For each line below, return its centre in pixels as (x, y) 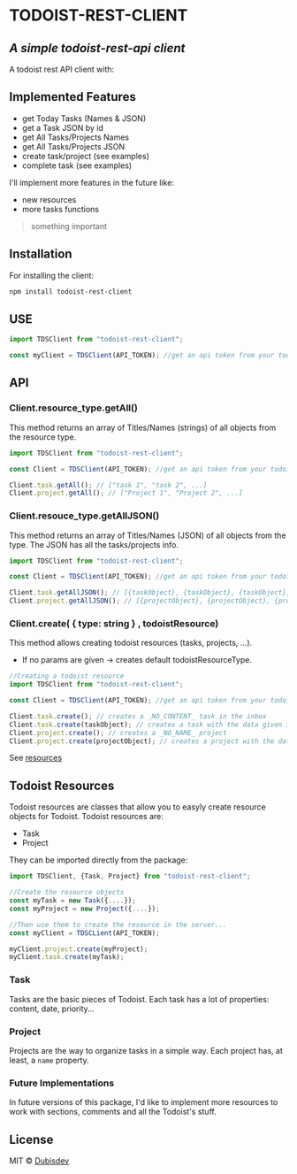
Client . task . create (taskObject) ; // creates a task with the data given (146, 725)
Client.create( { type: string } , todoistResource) (114, 623)
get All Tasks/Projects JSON (73, 146)
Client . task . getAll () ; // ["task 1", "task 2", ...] (108, 485)
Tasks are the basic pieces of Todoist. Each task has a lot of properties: (139, 999)
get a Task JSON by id (62, 127)
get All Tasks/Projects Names (76, 137)
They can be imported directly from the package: (99, 860)
